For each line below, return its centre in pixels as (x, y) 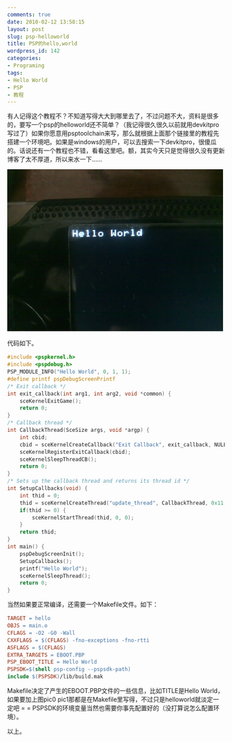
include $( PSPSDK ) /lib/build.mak (55, 677)
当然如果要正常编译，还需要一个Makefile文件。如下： (83, 605)
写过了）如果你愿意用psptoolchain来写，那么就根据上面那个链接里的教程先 (113, 133)
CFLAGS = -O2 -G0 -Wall (41, 633)
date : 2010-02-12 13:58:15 (46, 22)
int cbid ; (34, 437)
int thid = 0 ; (40, 495)
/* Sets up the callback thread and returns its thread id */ (98, 481)
